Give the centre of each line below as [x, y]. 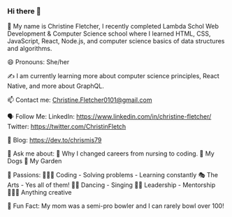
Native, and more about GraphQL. [56, 86]
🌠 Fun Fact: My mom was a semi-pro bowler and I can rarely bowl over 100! [116, 206]
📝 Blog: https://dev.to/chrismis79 [55, 140]
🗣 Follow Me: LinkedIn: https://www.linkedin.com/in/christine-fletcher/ [109, 117]
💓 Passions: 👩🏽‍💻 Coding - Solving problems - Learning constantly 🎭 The [113, 175]
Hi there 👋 [24, 11]
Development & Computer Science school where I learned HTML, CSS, [109, 33]
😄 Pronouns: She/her [38, 62]
